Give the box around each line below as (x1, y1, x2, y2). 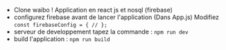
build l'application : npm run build (13, 35, 110, 43)
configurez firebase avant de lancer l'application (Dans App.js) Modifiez (13, 13, 220, 21)
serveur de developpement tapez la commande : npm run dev (13, 27, 189, 36)
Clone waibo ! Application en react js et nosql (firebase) (13, 6, 173, 14)
